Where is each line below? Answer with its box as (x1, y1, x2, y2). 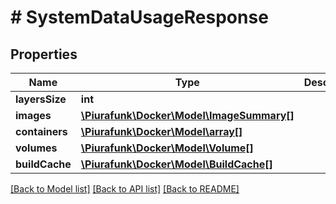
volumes (15, 141, 58, 155)
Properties (10, 46, 78, 63)
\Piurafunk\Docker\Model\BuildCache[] (80, 157, 273, 171)
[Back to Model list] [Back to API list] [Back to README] (10, 183, 240, 195)
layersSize (15, 92, 67, 106)
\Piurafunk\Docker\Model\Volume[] (80, 141, 254, 155)
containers (15, 125, 68, 138)
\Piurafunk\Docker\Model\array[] (80, 125, 243, 138)
